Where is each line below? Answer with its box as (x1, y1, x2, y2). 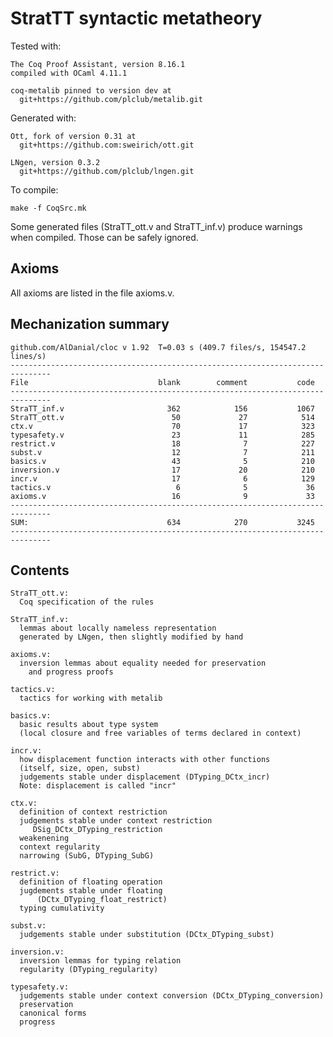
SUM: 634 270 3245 (10, 517, 315, 527)
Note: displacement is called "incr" (19, 781, 177, 791)
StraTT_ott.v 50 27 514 (10, 412, 315, 422)
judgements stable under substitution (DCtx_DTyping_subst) (19, 930, 275, 940)
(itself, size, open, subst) (19, 763, 141, 774)
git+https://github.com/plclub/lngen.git (19, 166, 195, 176)
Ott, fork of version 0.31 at (10, 131, 137, 141)
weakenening (19, 833, 70, 844)
